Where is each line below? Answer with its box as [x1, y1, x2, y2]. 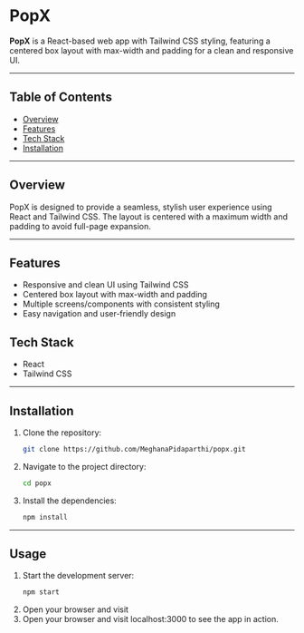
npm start [22, 588, 61, 597]
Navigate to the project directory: [22, 461, 147, 472]
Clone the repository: [22, 427, 102, 438]
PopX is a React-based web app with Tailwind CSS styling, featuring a [9, 35, 271, 46]
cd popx [22, 478, 52, 488]
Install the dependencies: [22, 495, 118, 506]
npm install [22, 512, 68, 521]
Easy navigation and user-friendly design [22, 308, 176, 319]
